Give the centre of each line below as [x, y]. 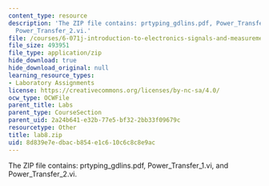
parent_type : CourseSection [55, 113]
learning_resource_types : [51, 75]
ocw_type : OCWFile [39, 98]
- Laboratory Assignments [51, 83]
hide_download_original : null [59, 68]
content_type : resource [48, 16]
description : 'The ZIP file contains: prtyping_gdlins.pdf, [111, 23]
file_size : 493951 [39, 46]
